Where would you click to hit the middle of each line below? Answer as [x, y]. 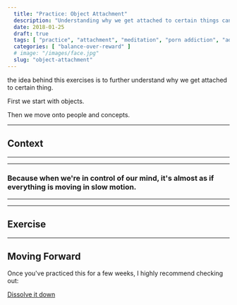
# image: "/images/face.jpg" [56, 54]
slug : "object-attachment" [53, 60]
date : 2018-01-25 [39, 27]
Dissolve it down [31, 294]
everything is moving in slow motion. [72, 187]
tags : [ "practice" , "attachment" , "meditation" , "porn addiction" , [116, 40]
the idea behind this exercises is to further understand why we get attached [117, 80]
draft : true [31, 34]
